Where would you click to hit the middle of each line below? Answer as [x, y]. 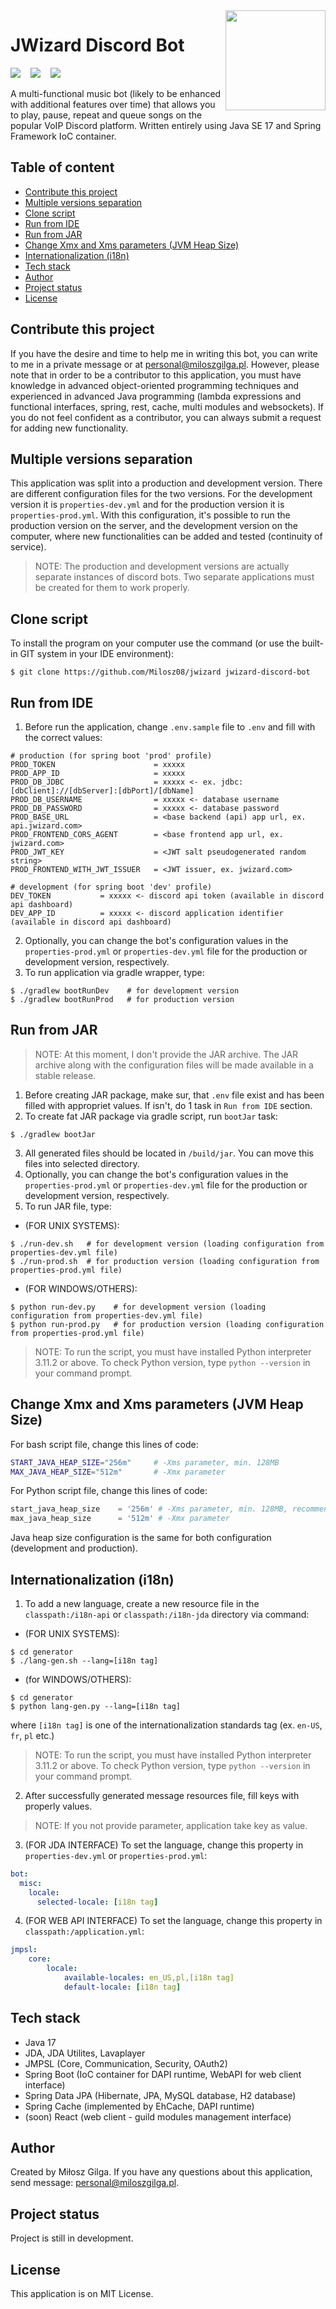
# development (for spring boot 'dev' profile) [111, 887]
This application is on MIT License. [82, 2294]
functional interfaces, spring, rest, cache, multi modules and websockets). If [167, 406]
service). [28, 547]
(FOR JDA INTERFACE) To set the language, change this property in [164, 1845]
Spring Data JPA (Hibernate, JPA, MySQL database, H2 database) [160, 2095]
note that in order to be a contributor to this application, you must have [156, 375]
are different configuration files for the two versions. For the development [161, 494]
